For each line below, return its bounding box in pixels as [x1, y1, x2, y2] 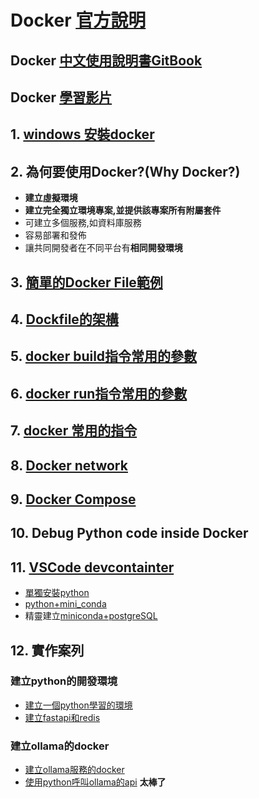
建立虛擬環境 [24, 192, 78, 204]
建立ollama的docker [10, 739, 110, 753]
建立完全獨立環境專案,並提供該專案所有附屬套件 [24, 204, 222, 216]
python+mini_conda [24, 598, 107, 610]
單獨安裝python [24, 587, 90, 599]
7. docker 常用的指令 [10, 422, 138, 440]
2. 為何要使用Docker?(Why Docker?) [10, 163, 241, 180]
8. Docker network [10, 457, 128, 474]
